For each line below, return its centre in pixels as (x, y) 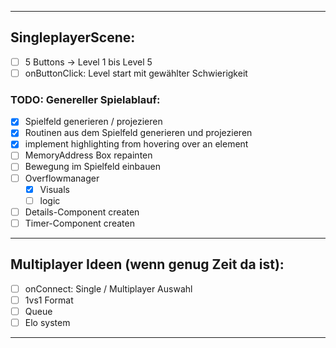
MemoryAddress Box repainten (88, 155)
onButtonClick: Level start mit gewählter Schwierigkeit (136, 73)
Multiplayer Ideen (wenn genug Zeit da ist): (147, 264)
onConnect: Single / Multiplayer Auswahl (108, 288)
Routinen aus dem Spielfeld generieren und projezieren (138, 133)
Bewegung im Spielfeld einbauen (92, 167)
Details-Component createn (82, 212)
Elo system (47, 322)
